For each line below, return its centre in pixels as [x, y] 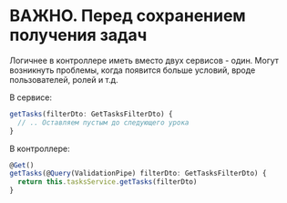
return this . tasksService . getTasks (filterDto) [108, 182]
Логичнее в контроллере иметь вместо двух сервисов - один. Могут [144, 60]
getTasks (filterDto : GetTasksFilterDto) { [91, 114]
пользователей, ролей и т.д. [64, 79]
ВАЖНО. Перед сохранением [128, 16]
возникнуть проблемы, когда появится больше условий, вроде [133, 70]
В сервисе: [31, 97]
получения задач [78, 35]
